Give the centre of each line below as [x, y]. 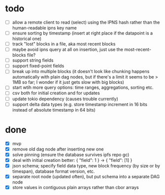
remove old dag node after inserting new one [58, 149]
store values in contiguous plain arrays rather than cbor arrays [75, 187]
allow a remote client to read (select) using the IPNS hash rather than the [86, 22]
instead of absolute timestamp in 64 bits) [54, 110]
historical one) [27, 39]
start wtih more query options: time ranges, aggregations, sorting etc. [83, 87]
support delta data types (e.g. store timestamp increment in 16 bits [80, 104]
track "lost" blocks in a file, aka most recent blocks [64, 44]
